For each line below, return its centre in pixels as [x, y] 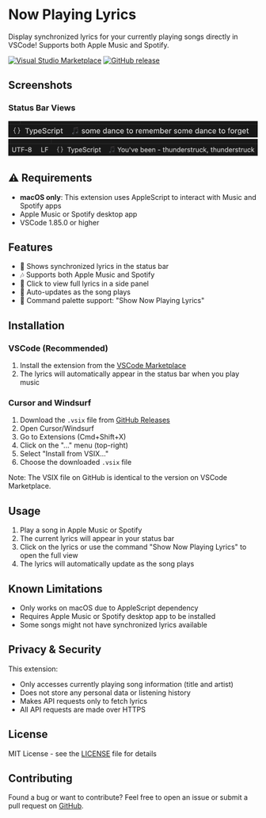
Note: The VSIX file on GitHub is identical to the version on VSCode [118, 478]
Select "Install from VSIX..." [64, 454]
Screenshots [40, 85]
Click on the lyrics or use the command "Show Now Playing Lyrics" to [133, 547]
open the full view [49, 555]
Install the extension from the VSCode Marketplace [103, 365]
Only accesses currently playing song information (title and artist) [126, 684]
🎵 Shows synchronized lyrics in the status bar [94, 267]
